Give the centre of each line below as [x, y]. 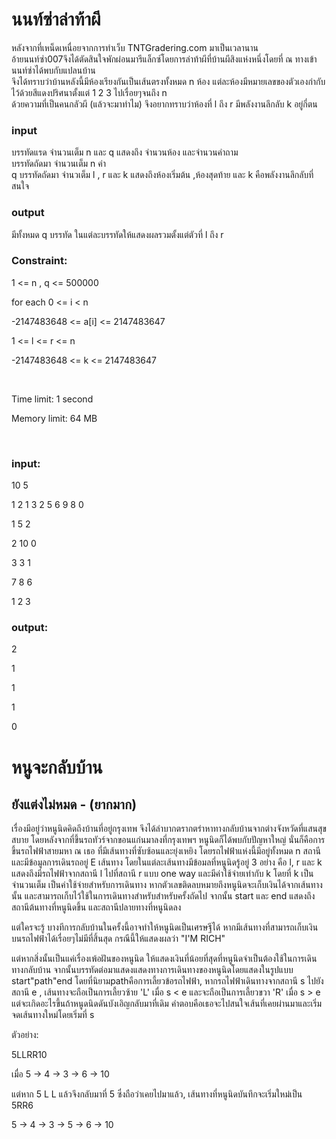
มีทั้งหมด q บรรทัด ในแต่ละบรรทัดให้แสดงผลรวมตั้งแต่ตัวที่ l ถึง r [117, 234]
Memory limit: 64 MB [54, 418]
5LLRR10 [29, 1055]
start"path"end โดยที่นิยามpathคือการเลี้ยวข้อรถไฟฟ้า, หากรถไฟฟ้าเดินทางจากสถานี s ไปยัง [167, 981]
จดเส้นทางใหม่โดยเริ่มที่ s [53, 1015]
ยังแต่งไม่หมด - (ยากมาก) [74, 804]
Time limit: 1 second [52, 399]
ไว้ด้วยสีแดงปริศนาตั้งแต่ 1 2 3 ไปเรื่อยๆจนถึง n [89, 92]
